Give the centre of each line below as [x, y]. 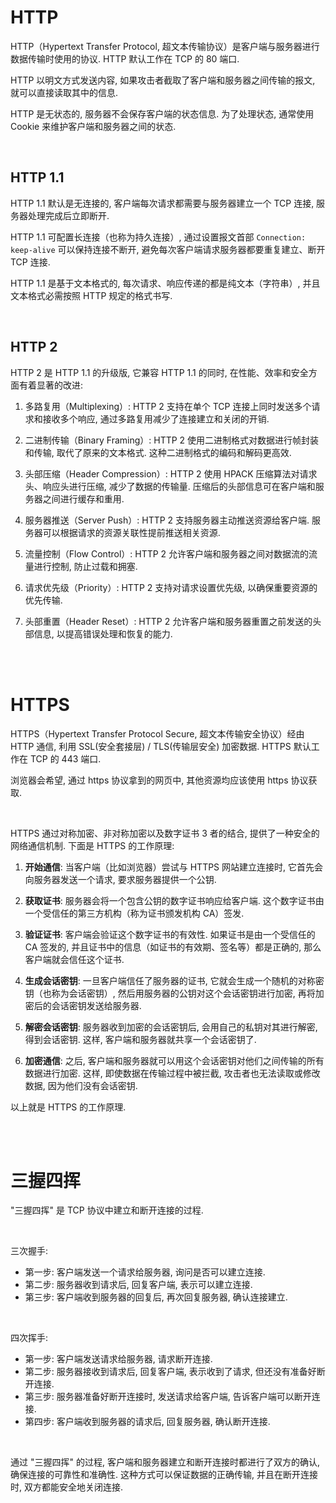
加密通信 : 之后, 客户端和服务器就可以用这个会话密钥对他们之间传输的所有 [174, 1060]
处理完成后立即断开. [68, 215]
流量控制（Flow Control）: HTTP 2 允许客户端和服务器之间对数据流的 [167, 553]
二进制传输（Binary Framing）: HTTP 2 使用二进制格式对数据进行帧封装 [172, 440]
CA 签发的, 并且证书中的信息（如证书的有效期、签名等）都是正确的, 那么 [173, 947]
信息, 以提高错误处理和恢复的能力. [103, 633]
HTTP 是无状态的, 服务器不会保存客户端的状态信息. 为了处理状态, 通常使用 [162, 113]
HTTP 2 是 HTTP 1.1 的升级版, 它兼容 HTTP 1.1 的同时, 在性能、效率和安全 [159, 372]
